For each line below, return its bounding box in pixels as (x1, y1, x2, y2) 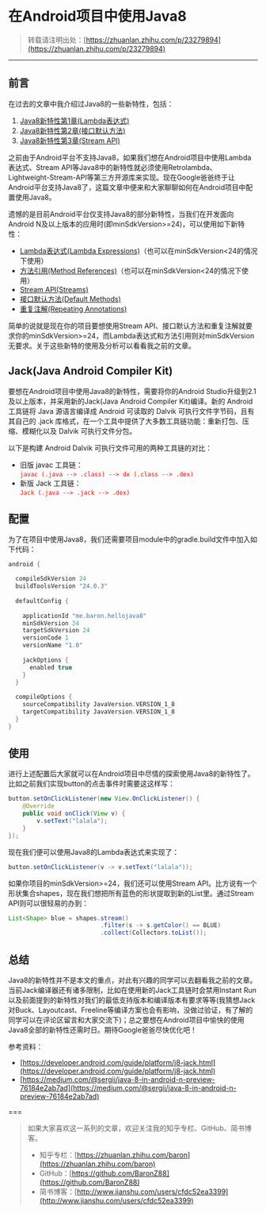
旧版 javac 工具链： (19, 460, 83, 469)
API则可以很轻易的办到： (8, 898, 89, 908)
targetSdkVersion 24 (22, 627, 90, 635)
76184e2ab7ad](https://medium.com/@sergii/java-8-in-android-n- (19, 1084, 237, 1092)
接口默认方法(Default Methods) (19, 294, 121, 303)
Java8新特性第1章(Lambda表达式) (19, 116, 130, 126)
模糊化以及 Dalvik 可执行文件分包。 (21, 426, 137, 435)
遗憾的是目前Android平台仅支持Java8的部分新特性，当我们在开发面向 (8, 209, 234, 218)
